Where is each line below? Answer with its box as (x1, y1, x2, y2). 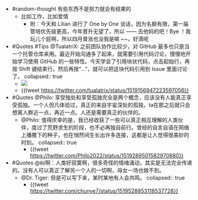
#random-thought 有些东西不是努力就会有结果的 (11, 5, 131, 12)
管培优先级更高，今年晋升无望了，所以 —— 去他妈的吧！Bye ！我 (29, 28, 191, 35)
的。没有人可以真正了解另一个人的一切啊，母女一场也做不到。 (11, 167, 165, 174)
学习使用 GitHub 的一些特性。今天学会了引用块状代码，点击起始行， (17, 58, 185, 65)
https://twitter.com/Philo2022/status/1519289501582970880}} (29, 152, 184, 159)
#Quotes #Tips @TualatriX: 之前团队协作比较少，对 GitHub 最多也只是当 (11, 43, 190, 50)
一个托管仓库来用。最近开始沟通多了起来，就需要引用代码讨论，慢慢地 (11, 50, 186, 57)
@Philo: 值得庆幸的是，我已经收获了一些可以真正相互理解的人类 (20, 117, 178, 123)
